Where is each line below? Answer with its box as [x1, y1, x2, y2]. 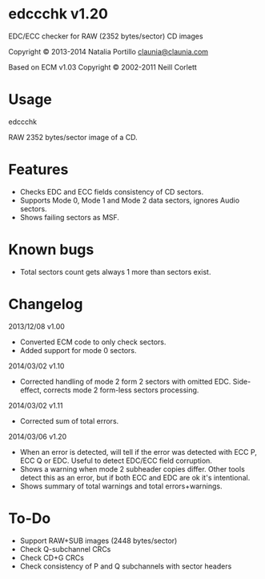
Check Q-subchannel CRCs [19, 544, 111, 553]
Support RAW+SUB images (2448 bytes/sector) [19, 536, 178, 545]
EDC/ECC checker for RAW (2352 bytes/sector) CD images [8, 31, 203, 41]
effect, [19, 385, 42, 395]
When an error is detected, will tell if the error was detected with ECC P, [19, 447, 258, 456]
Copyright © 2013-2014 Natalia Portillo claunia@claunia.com [8, 46, 209, 56]
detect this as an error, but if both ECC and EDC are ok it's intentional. [19, 472, 251, 482]
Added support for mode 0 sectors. [19, 345, 138, 355]
